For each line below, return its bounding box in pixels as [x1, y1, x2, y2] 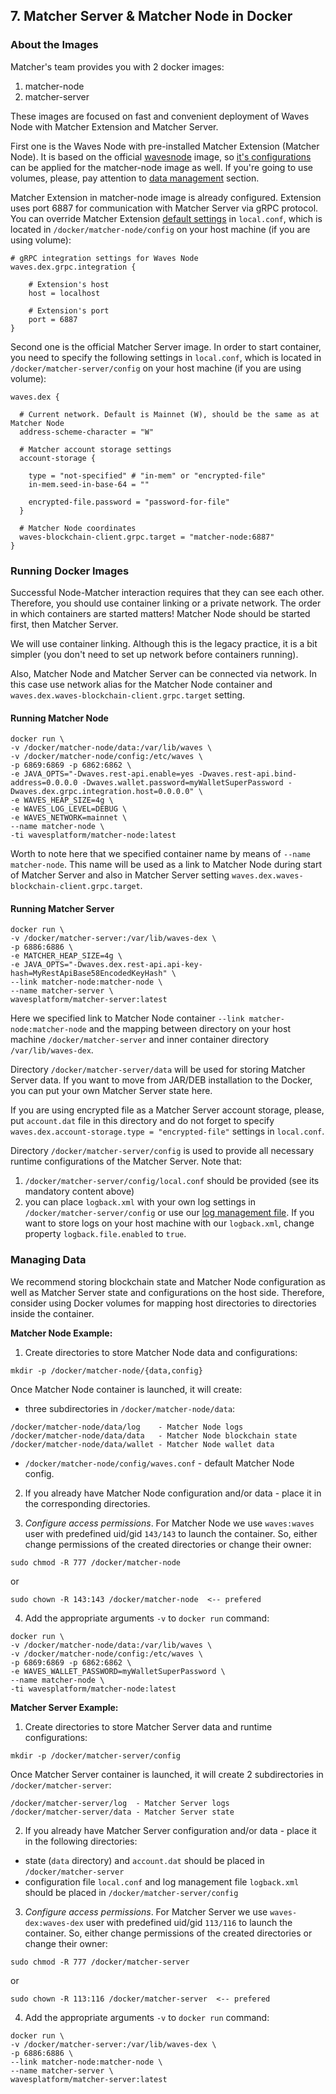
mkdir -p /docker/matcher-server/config [10, 1750, 182, 1761]
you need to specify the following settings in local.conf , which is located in [10, 351, 322, 363]
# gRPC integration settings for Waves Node [10, 253, 199, 263]
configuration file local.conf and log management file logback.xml [24, 1875, 300, 1888]
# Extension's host [28, 279, 110, 289]
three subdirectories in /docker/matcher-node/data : [24, 1402, 236, 1414]
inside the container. [10, 1307, 95, 1319]
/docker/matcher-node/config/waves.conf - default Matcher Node [24, 1457, 295, 1469]
